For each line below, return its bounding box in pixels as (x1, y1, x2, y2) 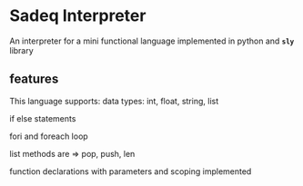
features (9, 72, 59, 87)
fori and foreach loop (9, 131, 88, 142)
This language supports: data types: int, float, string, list (9, 95, 219, 106)
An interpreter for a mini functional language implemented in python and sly (9, 35, 295, 46)
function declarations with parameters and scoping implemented (9, 165, 252, 177)
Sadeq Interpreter (9, 5, 146, 26)
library (9, 44, 34, 55)
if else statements (9, 113, 76, 123)
